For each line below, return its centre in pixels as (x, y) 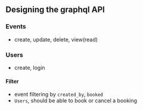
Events (16, 27)
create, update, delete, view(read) (56, 39)
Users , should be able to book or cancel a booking (76, 101)
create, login (29, 67)
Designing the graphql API (55, 10)
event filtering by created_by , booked (59, 95)
